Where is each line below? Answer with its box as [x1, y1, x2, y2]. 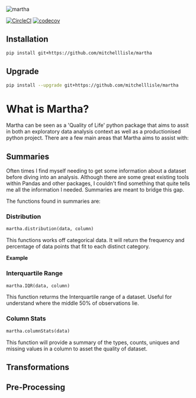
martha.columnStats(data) [6, 328, 70, 334]
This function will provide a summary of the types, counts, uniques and [6, 339, 179, 346]
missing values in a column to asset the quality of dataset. [6, 345, 148, 352]
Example [6, 254, 28, 262]
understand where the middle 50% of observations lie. [6, 300, 139, 307]
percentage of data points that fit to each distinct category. [6, 243, 150, 250]
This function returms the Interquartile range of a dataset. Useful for [6, 294, 172, 301]
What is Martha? [6, 102, 89, 116]
